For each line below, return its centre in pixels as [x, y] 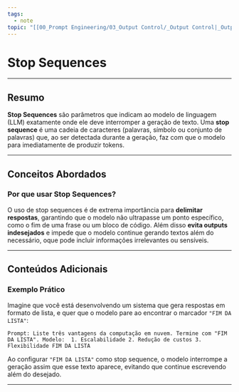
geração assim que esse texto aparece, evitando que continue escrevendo [117, 366]
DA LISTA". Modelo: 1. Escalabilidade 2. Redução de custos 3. [105, 339]
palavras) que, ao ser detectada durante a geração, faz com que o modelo [116, 138]
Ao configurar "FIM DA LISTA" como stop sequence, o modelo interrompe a [117, 359]
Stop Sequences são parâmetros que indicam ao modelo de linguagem [112, 115]
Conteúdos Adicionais [58, 269]
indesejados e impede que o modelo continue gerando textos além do [111, 232]
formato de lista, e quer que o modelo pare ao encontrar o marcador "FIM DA [119, 313]
